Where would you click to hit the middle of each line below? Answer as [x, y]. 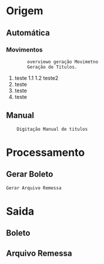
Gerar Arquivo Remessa [34, 188]
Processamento [46, 152]
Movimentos [24, 50]
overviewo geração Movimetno [63, 62]
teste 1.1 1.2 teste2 [36, 78]
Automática [28, 33]
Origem [25, 11]
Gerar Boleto [30, 174]
